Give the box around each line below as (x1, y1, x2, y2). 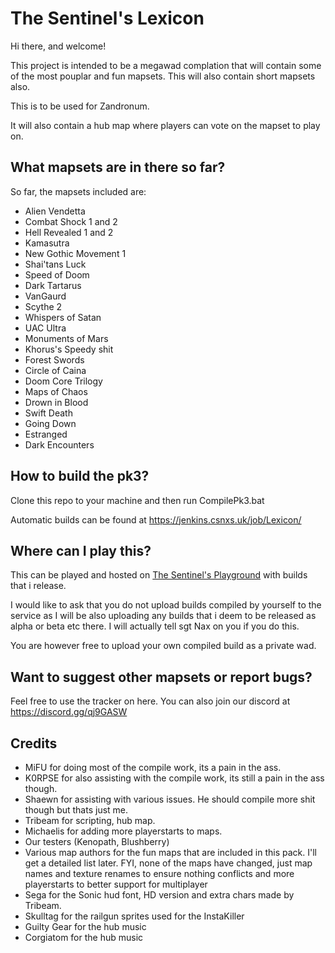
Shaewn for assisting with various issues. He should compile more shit (24, 793, 316, 805)
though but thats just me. (24, 804, 129, 816)
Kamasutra (24, 237, 70, 249)
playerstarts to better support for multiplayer (24, 878, 208, 890)
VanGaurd (24, 290, 67, 302)
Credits (10, 735, 58, 752)
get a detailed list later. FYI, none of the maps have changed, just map (24, 857, 313, 869)
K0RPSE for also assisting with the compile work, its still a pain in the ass (24, 772, 325, 784)
